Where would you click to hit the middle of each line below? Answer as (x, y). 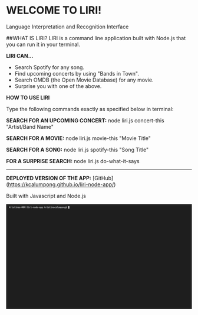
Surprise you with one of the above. (58, 86)
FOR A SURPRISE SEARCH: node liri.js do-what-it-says (73, 161)
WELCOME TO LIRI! (54, 10)
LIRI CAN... (20, 56)
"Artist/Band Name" (30, 126)
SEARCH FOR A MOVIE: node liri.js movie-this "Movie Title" (79, 138)
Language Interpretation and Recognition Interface (67, 27)
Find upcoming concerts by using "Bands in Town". (77, 73)
